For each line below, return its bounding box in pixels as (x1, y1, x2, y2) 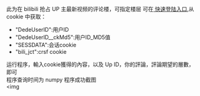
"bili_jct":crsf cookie (15, 48, 67, 55)
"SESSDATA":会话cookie (15, 42, 76, 48)
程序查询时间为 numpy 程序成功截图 (6, 76, 97, 83)
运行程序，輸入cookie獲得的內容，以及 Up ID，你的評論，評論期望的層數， (6, 61, 194, 68)
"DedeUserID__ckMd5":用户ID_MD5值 (15, 34, 111, 41)
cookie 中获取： (6, 13, 46, 20)
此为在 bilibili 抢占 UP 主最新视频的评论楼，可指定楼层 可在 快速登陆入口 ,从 (6, 6, 194, 12)
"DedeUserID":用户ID (15, 26, 69, 33)
